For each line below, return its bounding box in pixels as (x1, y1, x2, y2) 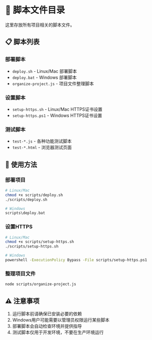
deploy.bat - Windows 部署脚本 (12, 74, 77, 80)
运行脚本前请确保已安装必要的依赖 (12, 310, 82, 317)
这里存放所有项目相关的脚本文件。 (5, 22, 75, 28)
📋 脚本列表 (5, 38, 40, 46)
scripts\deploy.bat (5, 211, 46, 216)
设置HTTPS (5, 223, 33, 230)
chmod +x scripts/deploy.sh (5, 193, 63, 197)
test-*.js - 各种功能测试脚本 (12, 138, 72, 144)
